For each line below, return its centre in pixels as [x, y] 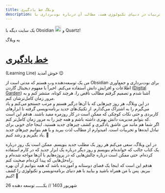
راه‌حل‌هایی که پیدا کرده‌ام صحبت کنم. [40, 160]
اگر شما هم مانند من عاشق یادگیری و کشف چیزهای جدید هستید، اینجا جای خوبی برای [82, 125]
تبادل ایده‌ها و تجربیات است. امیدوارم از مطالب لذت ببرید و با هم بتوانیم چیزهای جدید [82, 130]
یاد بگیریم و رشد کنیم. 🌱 [27, 135]
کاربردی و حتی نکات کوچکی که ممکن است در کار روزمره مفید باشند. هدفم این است [82, 114]
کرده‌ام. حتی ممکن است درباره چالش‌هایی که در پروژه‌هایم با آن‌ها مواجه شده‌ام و [79, 155]
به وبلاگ [13, 39]
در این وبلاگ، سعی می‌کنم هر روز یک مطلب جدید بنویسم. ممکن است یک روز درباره [81, 145]
